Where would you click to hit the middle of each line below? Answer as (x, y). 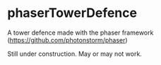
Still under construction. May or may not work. (75, 54)
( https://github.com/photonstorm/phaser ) (68, 40)
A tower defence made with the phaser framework (80, 32)
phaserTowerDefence (72, 13)
